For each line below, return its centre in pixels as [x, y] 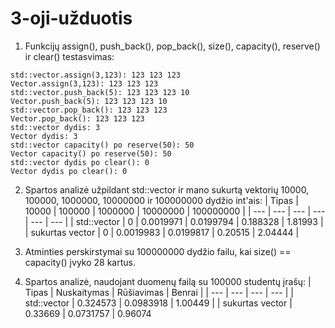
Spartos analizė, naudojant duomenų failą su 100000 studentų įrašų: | [168, 281]
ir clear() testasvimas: [69, 56]
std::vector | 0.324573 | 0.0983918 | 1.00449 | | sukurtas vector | [158, 303]
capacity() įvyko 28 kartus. [80, 262]
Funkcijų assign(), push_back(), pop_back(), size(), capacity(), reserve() [172, 46]
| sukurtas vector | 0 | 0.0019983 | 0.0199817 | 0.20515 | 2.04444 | [162, 232]
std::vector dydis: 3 [55, 127]
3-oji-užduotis [71, 18]
